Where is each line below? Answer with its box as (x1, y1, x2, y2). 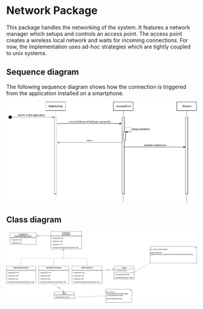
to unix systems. (6, 49, 47, 56)
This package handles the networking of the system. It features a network (6, 24, 190, 31)
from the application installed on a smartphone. (6, 89, 124, 97)
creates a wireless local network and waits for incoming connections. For (6, 36, 188, 44)
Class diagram (6, 214, 62, 225)
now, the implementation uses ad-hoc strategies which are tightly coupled (6, 43, 191, 50)
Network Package (6, 4, 98, 18)
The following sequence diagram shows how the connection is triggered (6, 83, 187, 90)
